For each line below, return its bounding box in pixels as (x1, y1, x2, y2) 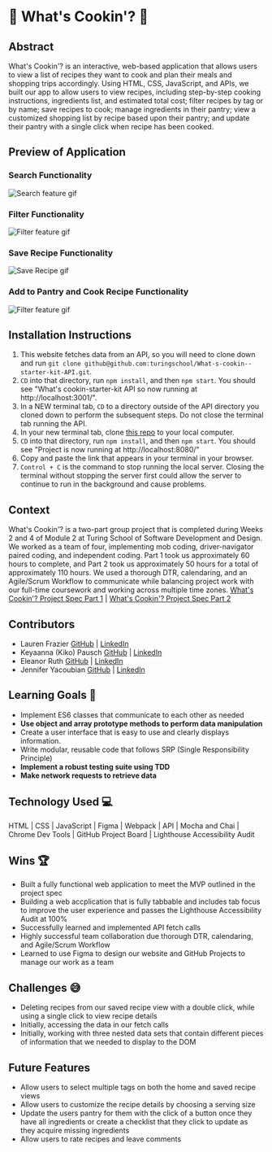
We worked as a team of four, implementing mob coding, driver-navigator (8, 542, 254, 552)
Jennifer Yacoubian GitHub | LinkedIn (19, 665, 146, 674)
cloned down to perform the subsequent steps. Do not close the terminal (19, 410, 264, 420)
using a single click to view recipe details (19, 1011, 158, 1021)
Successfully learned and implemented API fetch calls (19, 923, 201, 932)
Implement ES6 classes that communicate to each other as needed (19, 709, 245, 719)
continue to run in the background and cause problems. (19, 479, 207, 489)
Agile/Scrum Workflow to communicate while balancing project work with (8, 577, 254, 587)
